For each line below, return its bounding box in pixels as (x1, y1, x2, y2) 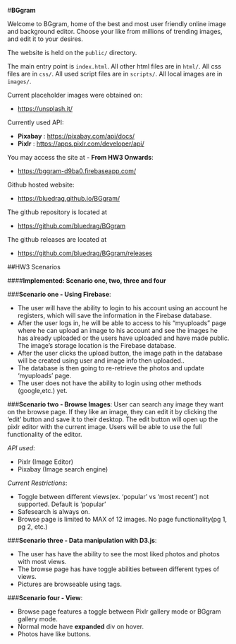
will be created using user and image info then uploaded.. (17, 356, 185, 365)
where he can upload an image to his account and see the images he (17, 327, 218, 334)
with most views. (17, 558, 67, 566)
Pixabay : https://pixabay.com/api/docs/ (17, 132, 135, 140)
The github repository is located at (7, 208, 108, 216)
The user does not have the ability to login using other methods (17, 379, 202, 387)
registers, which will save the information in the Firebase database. (17, 311, 212, 320)
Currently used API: (7, 118, 65, 127)
